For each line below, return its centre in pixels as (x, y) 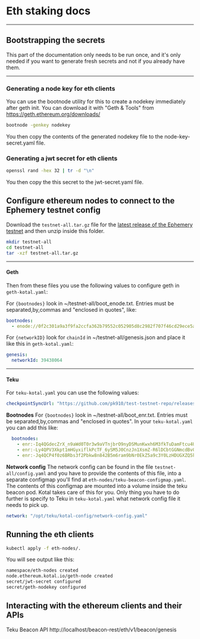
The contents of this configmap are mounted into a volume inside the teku (97, 486)
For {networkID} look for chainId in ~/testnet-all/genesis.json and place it (96, 337)
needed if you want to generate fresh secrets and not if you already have (96, 61)
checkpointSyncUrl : (30, 404)
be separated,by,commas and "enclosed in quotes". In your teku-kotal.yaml (100, 422)
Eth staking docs (49, 11)
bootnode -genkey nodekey (38, 125)
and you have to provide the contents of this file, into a (114, 473)
